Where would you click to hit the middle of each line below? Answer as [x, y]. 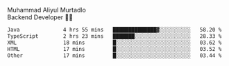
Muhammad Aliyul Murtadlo [47, 10]
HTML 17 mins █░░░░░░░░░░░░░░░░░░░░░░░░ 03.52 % [114, 49]
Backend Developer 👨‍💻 [40, 17]
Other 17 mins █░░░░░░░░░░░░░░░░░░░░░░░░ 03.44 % [114, 55]
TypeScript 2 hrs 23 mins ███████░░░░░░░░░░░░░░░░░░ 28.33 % [114, 36]
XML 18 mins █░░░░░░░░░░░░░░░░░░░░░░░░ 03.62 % [114, 43]
